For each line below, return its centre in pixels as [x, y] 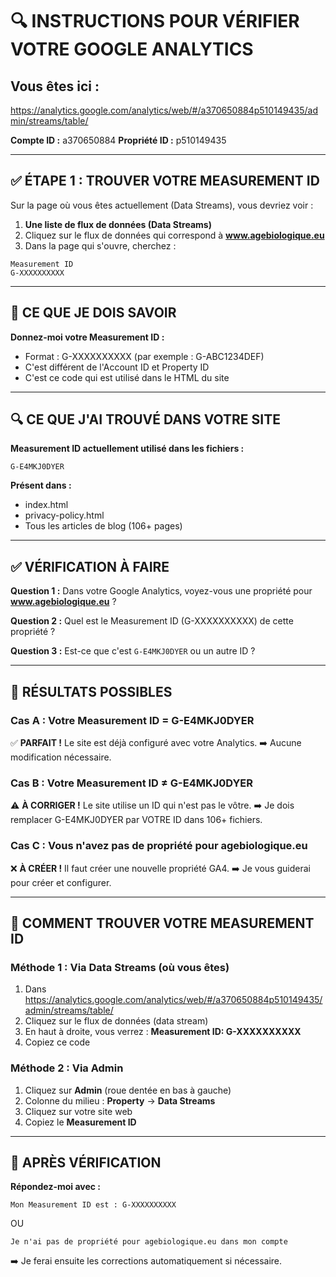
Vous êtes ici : [55, 86]
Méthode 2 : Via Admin [67, 1068]
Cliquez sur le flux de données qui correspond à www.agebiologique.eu [174, 235]
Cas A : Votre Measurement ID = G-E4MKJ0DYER [132, 720]
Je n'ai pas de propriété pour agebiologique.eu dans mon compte [149, 1242]
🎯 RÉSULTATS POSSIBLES [91, 691]
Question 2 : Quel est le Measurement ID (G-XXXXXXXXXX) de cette [152, 621]
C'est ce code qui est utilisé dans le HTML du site [127, 377]
